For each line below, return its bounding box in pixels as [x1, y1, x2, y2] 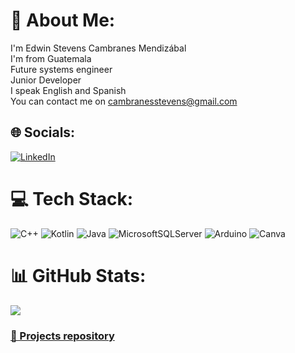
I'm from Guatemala [10, 52, 92, 64]
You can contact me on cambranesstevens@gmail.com [10, 95, 238, 107]
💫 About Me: [10, 9, 116, 32]
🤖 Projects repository [10, 329, 115, 343]
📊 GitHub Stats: [10, 264, 147, 287]
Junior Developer [10, 74, 82, 86]
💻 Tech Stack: [10, 187, 134, 210]
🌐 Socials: [10, 124, 76, 141]
